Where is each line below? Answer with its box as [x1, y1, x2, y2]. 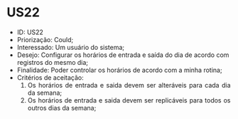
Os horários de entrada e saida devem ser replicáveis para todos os [27, 95, 231, 104]
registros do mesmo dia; [16, 58, 89, 66]
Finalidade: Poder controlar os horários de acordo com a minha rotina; [16, 66, 222, 74]
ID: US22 [16, 28, 44, 36]
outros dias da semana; [27, 103, 97, 112]
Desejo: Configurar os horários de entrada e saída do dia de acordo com [16, 51, 229, 59]
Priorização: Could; [16, 35, 74, 43]
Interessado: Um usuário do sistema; [16, 43, 125, 51]
